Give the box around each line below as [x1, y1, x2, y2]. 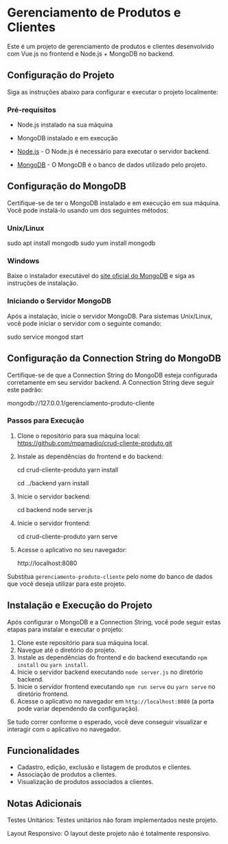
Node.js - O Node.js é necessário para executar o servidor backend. [16, 147, 211, 156]
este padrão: [7, 386, 43, 394]
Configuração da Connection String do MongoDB [7, 352, 222, 364]
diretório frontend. [16, 690, 69, 698]
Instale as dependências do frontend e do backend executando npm [16, 653, 207, 662]
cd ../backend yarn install [16, 478, 89, 487]
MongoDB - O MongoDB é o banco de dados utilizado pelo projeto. [16, 160, 207, 169]
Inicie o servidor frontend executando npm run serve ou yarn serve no [16, 682, 216, 690]
